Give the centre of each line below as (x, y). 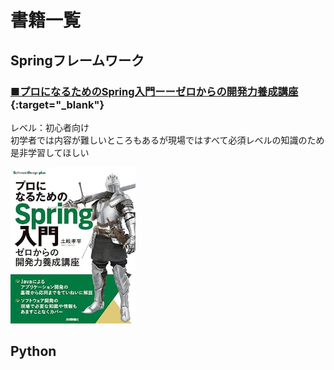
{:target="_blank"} (57, 104)
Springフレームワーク (77, 60)
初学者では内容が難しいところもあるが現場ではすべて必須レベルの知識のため (167, 140)
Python (33, 351)
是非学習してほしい (50, 152)
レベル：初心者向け (50, 127)
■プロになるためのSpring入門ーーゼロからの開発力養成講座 (154, 91)
